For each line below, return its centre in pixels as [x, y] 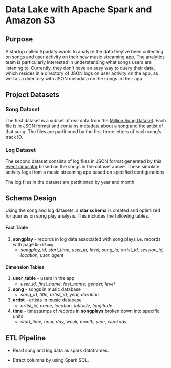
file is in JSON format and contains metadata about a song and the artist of [84, 126]
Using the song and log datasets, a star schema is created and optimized [83, 210]
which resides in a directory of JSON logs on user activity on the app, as [82, 73]
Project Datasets [33, 95]
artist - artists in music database [47, 300]
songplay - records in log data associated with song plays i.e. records [87, 239]
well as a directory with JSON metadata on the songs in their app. [74, 79]
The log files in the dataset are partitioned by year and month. [70, 182]
